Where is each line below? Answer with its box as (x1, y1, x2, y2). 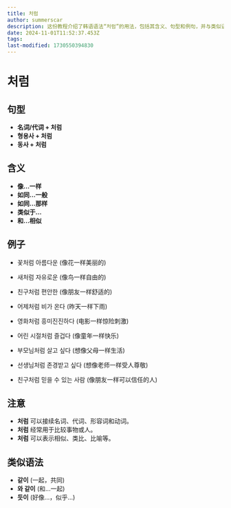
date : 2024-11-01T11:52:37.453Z (7, 29, 100, 37)
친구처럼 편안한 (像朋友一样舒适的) (16, 287, 113, 296)
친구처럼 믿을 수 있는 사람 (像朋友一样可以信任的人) (16, 375, 158, 383)
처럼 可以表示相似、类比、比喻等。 (16, 434, 115, 443)
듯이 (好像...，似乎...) (16, 494, 76, 502)
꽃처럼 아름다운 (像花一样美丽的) (16, 258, 107, 266)
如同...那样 (16, 199, 48, 207)
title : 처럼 (7, 10, 39, 17)
